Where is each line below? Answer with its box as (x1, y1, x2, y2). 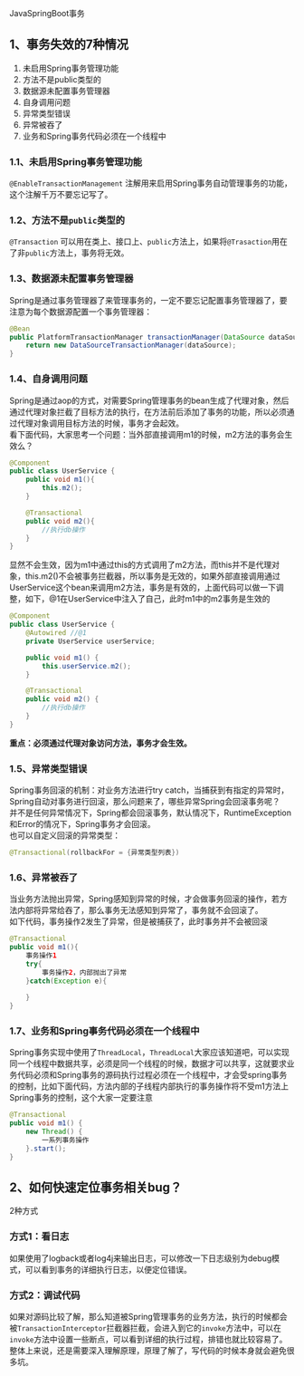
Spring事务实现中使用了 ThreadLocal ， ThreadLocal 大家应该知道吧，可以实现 (9, 1047, 290, 1058)
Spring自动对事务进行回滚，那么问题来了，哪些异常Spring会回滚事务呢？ (9, 796, 280, 807)
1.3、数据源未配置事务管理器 (9, 273, 134, 285)
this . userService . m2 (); (42, 661, 131, 670)
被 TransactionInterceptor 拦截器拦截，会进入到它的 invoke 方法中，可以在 (9, 1323, 282, 1333)
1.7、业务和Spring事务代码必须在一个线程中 (9, 1025, 201, 1037)
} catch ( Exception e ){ (25, 977, 107, 986)
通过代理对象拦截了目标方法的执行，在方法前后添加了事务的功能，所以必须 (9, 406, 287, 417)
